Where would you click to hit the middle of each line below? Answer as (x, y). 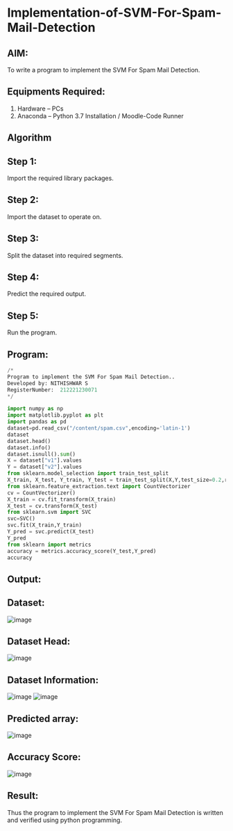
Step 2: (23, 200)
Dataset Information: (53, 680)
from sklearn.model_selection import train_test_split (88, 474)
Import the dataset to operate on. (54, 216)
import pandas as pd (37, 422)
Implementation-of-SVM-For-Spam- (114, 13)
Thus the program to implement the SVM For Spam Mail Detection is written (115, 812)
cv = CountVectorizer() (42, 493)
